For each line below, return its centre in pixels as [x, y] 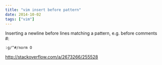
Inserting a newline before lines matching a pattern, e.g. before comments [81, 33]
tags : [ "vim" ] [20, 19]
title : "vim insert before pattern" [43, 10]
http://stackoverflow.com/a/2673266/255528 [52, 57]
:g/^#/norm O [19, 48]
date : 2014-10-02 [23, 14]
